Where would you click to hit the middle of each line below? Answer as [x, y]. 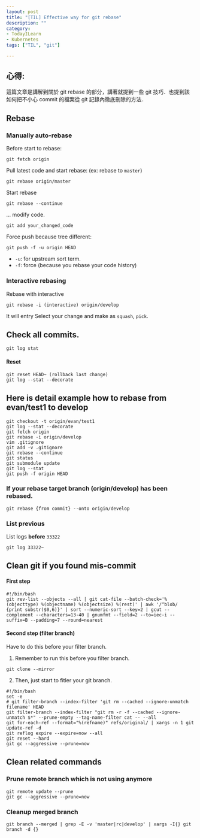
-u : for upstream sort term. [48, 259]
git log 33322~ [25, 548]
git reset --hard [28, 738]
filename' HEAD [25, 707]
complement [20, 615]
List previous [25, 524]
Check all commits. [43, 335]
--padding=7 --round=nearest [66, 620]
